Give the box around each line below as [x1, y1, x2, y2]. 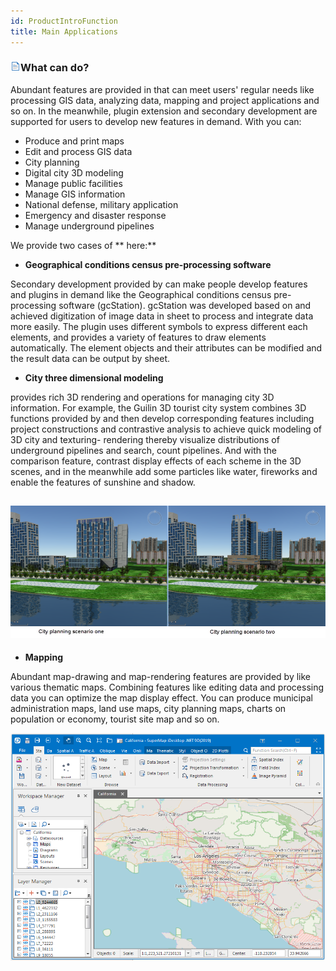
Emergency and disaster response [24, 209, 167, 221]
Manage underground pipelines [24, 220, 155, 232]
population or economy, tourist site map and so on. [10, 713, 220, 725]
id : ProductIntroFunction [10, 16, 118, 26]
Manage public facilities [24, 177, 123, 189]
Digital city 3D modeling [24, 166, 124, 179]
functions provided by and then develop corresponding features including [10, 412, 315, 424]
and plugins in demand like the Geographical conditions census [10, 288, 272, 300]
